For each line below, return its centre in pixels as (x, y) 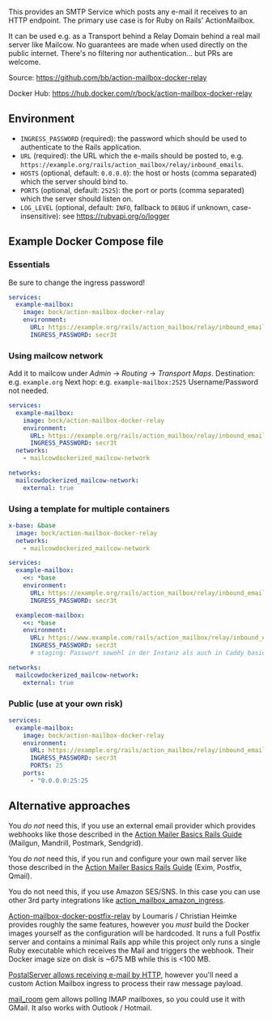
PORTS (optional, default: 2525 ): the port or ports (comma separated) (132, 190)
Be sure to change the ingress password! (77, 282)
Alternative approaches (70, 806)
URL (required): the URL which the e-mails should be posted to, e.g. (132, 155)
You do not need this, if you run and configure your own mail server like (127, 859)
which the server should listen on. (76, 199)
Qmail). (20, 876)
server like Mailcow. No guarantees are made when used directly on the (128, 45)
